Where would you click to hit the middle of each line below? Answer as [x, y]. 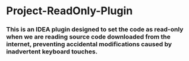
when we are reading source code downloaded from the [89, 37]
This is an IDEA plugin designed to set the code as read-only [95, 30]
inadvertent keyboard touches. [52, 52]
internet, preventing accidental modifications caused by [89, 44]
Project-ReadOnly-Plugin [70, 11]
